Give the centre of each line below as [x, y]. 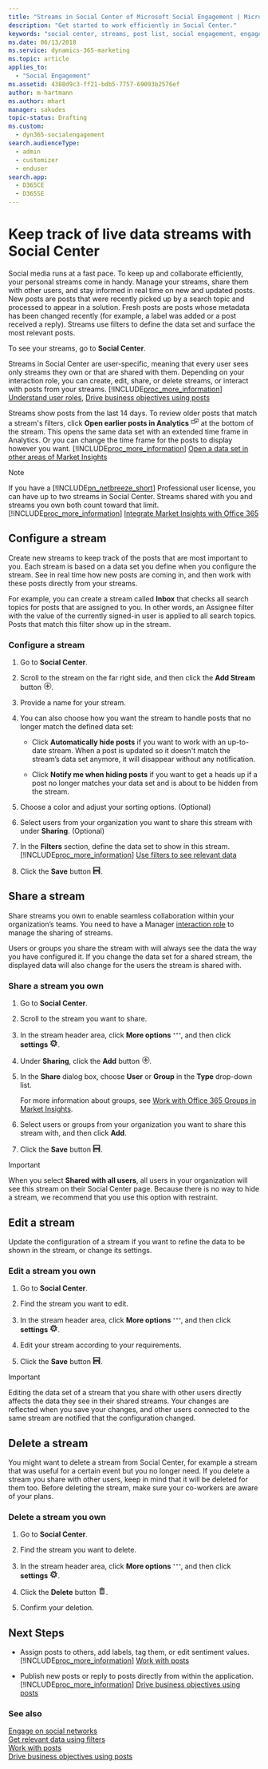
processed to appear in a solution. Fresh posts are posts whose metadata [129, 307]
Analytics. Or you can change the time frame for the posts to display [120, 440]
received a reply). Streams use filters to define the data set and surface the [132, 324]
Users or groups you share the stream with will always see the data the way [132, 948]
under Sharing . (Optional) [62, 831]
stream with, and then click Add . [73, 1133]
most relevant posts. [42, 332]
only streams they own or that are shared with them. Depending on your [126, 372]
